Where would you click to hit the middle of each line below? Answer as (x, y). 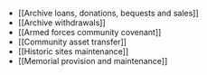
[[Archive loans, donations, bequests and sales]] (108, 13)
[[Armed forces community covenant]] (89, 32)
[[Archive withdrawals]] (61, 23)
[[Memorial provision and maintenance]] (93, 61)
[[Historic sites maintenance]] (73, 52)
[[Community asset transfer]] (72, 42)
